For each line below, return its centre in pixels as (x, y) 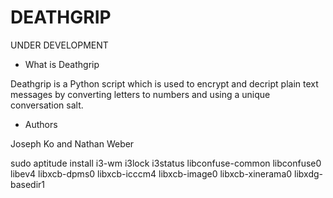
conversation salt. (47, 105)
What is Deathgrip (62, 64)
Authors (41, 124)
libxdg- (308, 173)
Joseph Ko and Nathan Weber (72, 143)
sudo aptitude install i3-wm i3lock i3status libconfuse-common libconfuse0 (166, 163)
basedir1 (28, 184)
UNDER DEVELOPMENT (59, 45)
